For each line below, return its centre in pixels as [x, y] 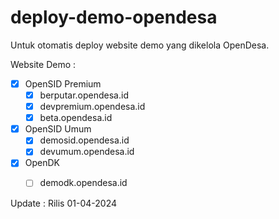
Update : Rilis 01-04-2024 [63, 203]
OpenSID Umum [58, 129]
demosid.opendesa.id [84, 140]
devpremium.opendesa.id [92, 107]
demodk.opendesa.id [83, 183]
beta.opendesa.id [76, 118]
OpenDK [42, 163]
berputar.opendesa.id [84, 95]
